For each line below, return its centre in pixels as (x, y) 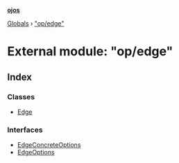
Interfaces (25, 130)
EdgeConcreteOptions (49, 145)
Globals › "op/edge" (36, 23)
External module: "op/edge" (90, 52)
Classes (21, 96)
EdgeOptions (36, 153)
